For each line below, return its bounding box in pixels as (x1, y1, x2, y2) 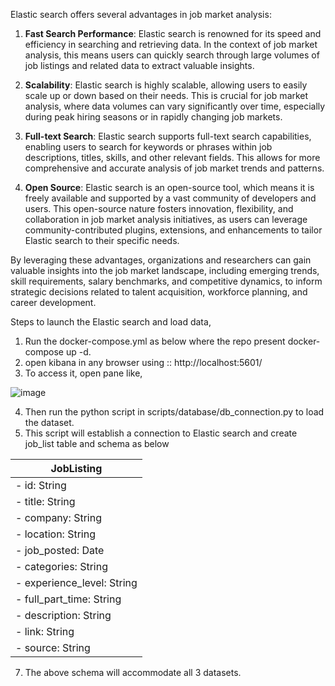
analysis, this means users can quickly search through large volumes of (24, 49, 320, 61)
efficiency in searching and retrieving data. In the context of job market (24, 39, 318, 50)
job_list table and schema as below (24, 438, 170, 449)
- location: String (15, 527, 96, 541)
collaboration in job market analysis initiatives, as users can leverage (24, 214, 308, 225)
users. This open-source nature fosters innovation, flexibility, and (24, 203, 294, 214)
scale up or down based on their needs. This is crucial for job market (24, 90, 309, 101)
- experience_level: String (15, 576, 138, 589)
